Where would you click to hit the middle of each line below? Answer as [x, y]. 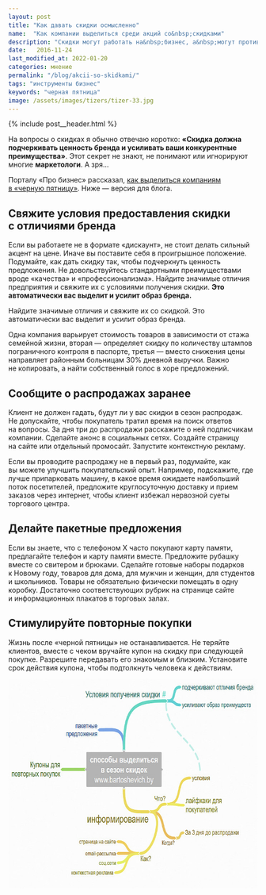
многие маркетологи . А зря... [59, 165]
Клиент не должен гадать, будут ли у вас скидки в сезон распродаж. [125, 412]
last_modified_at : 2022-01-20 [58, 59]
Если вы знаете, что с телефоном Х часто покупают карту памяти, [121, 547]
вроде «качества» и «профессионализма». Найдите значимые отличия [129, 278]
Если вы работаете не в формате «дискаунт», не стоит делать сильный [129, 245]
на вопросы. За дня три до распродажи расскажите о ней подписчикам [131, 429]
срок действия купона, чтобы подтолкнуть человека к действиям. [121, 667]
